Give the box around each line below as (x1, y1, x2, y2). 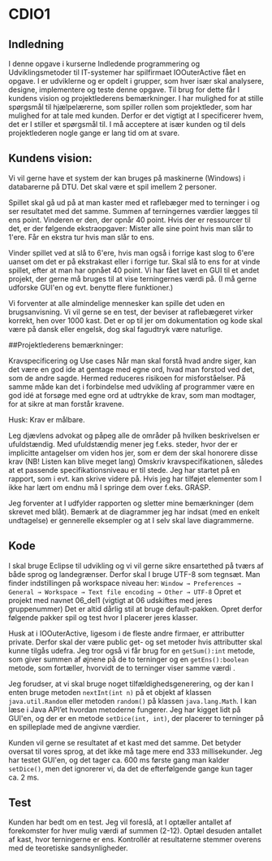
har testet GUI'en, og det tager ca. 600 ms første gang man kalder (8, 754, 230, 765)
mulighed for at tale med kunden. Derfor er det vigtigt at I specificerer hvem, (8, 111, 264, 120)
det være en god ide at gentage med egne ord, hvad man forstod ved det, (8, 364, 255, 374)
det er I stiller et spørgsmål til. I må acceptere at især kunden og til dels (8, 120, 246, 129)
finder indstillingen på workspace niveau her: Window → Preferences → (8, 578, 241, 588)
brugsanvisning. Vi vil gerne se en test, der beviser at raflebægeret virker (8, 307, 253, 317)
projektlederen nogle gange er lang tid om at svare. (8, 128, 180, 138)
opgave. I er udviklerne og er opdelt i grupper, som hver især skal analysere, (8, 76, 264, 85)
